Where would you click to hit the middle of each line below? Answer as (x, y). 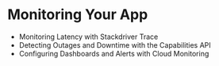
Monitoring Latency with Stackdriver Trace (88, 37)
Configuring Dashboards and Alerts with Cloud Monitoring (114, 53)
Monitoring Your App (78, 15)
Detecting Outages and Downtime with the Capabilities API (115, 45)
